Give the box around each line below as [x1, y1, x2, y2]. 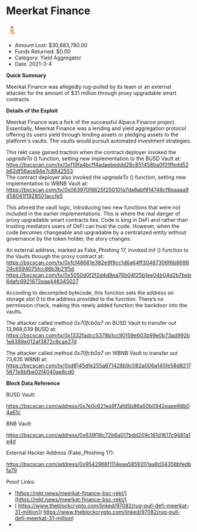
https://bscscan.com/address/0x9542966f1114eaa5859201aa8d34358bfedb [6, 460, 192, 467]
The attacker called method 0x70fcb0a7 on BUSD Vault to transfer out [6, 319, 176, 326]
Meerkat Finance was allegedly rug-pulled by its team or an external [6, 83, 172, 90]
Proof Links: [6, 478, 35, 485]
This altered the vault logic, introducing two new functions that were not [6, 204, 181, 211]
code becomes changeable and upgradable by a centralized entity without [6, 228, 186, 236]
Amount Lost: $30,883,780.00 [14, 41, 88, 48]
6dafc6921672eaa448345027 [6, 278, 79, 285]
